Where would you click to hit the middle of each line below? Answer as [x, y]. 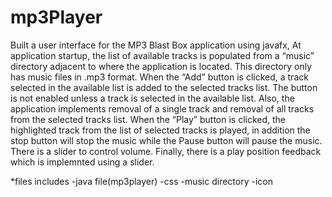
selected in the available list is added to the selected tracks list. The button [164, 87]
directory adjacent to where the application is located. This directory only [161, 66]
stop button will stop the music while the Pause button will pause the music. [166, 140]
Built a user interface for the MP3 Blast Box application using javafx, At [156, 45]
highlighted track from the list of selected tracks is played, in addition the [160, 130]
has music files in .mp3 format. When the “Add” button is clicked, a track [159, 77]
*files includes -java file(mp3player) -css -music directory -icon [141, 181]
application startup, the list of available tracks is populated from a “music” [162, 55]
